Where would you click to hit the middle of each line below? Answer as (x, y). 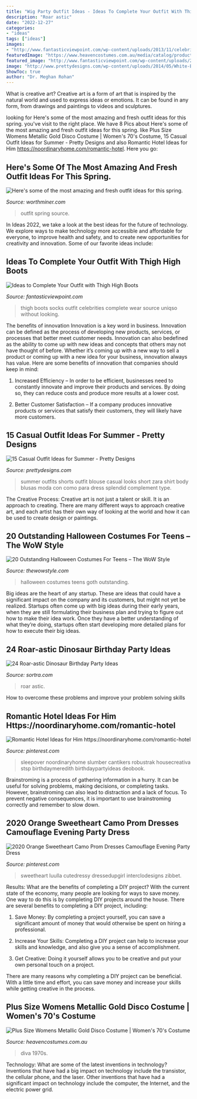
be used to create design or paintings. (52, 518)
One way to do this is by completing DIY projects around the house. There (95, 899)
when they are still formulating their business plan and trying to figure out (95, 612)
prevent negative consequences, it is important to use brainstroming (89, 798)
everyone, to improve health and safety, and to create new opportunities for (97, 237)
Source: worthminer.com (36, 202)
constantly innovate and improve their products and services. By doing (100, 387)
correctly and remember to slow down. (53, 805)
